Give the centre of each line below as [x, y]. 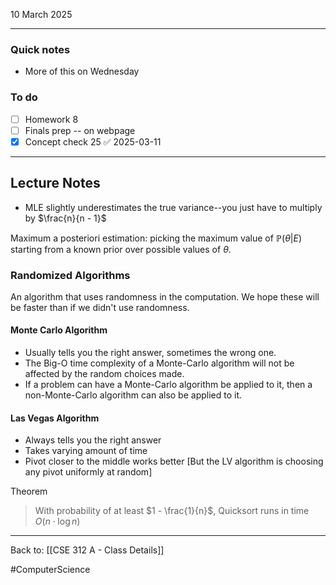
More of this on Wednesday [82, 71]
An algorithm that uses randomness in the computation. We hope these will [165, 296]
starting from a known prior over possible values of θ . [121, 249]
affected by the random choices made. [104, 374]
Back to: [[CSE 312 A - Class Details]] [87, 550]
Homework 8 [51, 119]
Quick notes [40, 49]
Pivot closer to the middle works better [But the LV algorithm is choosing [174, 461]
